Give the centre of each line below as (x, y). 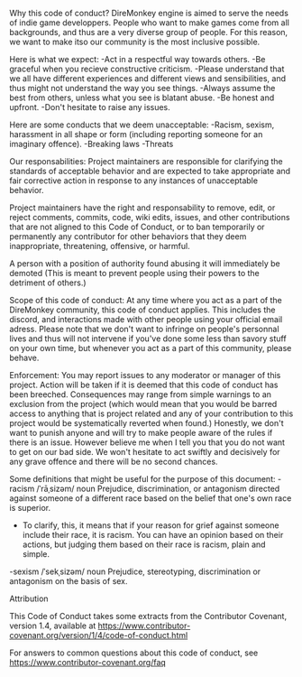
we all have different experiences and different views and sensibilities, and (148, 79)
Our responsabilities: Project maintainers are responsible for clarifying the (146, 161)
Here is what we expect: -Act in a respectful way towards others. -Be (137, 59)
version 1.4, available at (53, 626)
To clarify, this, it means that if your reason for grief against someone (151, 525)
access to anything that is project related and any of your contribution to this (151, 413)
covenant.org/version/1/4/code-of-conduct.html (99, 635)
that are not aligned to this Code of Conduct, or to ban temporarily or (137, 227)
